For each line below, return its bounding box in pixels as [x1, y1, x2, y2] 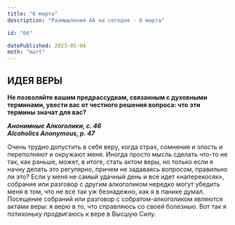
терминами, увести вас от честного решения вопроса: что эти [7, 100, 201, 109]
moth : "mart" [7, 48, 46, 56]
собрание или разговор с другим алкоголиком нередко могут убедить [7, 179, 220, 188]
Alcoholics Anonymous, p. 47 [7, 129, 95, 137]
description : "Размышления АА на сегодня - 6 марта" [7, 17, 165, 24]
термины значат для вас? [7, 108, 86, 116]
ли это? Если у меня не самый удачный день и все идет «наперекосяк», [7, 172, 224, 181]
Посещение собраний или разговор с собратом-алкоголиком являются [7, 194, 223, 203]
